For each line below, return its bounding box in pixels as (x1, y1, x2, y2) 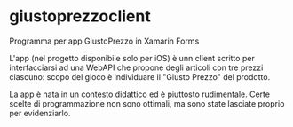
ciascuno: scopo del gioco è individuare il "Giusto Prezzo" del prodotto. (9, 71, 271, 82)
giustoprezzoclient (9, 6, 151, 27)
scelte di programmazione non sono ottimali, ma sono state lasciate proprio (9, 98, 285, 108)
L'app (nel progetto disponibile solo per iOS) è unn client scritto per (9, 52, 255, 63)
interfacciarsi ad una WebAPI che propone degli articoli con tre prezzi (9, 62, 264, 73)
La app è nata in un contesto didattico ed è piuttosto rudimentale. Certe (9, 89, 271, 99)
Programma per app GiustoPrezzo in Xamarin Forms (9, 36, 200, 46)
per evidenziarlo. (9, 107, 71, 118)
